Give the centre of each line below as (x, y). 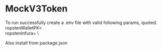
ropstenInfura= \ (22, 33)
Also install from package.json (36, 42)
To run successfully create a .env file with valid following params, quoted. (81, 22)
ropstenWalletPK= (24, 27)
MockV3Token (36, 9)
